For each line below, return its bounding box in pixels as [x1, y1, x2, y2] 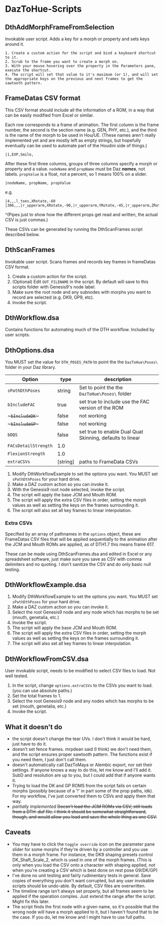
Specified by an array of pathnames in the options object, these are [5, 531, 141, 537]
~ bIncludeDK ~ [7, 412, 39, 419]
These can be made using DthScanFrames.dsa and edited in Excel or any [5, 551, 152, 557]
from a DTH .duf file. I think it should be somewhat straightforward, [12, 808, 147, 815]
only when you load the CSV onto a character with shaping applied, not [12, 862, 156, 868]
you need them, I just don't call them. [12, 756, 87, 762]
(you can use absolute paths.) [12, 688, 72, 694]
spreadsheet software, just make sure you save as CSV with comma [5, 556, 142, 562]
